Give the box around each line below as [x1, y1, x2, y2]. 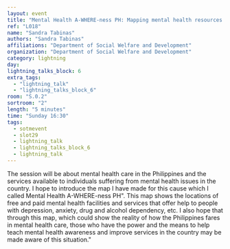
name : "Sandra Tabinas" [7, 29, 76, 36]
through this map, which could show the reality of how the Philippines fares [7, 213, 220, 221]
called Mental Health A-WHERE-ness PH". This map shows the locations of [7, 191, 219, 199]
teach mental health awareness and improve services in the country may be [7, 228, 222, 236]
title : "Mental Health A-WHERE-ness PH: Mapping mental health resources [7, 17, 223, 23]
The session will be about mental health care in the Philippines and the [7, 169, 207, 177]
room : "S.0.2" [7, 94, 48, 100]
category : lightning [7, 55, 67, 62]
